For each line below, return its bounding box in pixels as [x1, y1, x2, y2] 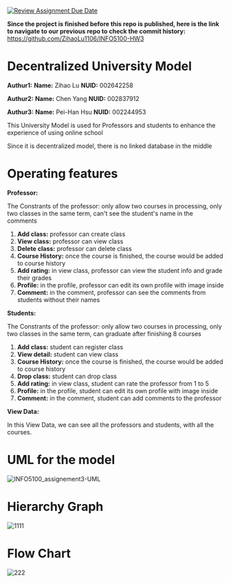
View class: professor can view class [16, 237, 124, 245]
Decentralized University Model [7, 58, 192, 74]
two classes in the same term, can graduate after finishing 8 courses [7, 329, 201, 338]
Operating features [7, 166, 118, 181]
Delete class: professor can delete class [16, 244, 132, 252]
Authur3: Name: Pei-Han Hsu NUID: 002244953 [7, 107, 146, 116]
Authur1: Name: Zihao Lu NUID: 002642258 [7, 81, 134, 89]
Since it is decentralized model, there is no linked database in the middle [7, 142, 212, 150]
